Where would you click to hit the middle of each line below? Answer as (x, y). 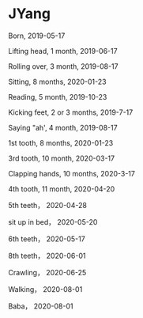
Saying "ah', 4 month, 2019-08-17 (63, 127)
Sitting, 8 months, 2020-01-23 (57, 81)
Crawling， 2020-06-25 (47, 272)
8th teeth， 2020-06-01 (47, 256)
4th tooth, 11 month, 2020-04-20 (62, 189)
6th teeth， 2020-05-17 (47, 239)
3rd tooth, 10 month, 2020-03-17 (62, 158)
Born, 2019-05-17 (37, 36)
